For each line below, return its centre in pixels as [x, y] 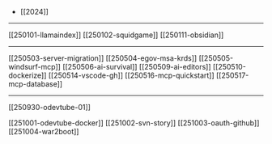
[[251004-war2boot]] [44, 131]
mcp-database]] [36, 84]
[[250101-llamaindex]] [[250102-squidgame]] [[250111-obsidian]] [116, 35]
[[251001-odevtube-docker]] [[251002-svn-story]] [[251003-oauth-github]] [134, 123]
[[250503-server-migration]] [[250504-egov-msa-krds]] [103, 58]
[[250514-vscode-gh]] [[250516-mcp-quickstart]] [131, 75]
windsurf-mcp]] [34, 67]
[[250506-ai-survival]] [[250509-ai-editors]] [137, 67]
